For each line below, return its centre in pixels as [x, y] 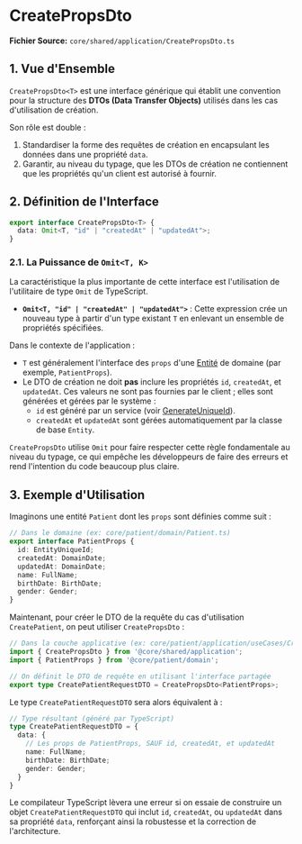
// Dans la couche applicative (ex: [78, 644]
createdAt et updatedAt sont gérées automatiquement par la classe [159, 421]
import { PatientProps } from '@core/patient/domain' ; [114, 660]
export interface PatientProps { [72, 541]
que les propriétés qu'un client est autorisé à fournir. [120, 173]
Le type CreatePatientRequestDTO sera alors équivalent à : [116, 702]
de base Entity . [65, 430]
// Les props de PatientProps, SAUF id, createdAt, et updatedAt [151, 744]
